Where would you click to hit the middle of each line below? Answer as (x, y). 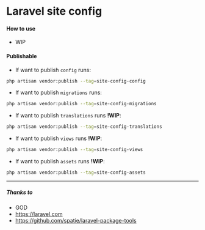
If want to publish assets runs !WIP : (60, 161)
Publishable (22, 56)
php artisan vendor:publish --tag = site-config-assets (76, 172)
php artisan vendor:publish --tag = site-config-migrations (81, 104)
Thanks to (20, 192)
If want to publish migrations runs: (59, 92)
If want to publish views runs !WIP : (59, 138)
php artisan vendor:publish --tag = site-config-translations (85, 127)
